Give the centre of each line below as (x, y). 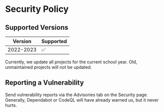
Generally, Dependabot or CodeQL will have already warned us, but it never (82, 100)
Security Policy (37, 9)
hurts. (11, 105)
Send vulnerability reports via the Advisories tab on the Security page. (77, 95)
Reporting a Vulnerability (44, 83)
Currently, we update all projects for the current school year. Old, (71, 62)
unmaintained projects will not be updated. (49, 67)
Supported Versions (37, 28)
